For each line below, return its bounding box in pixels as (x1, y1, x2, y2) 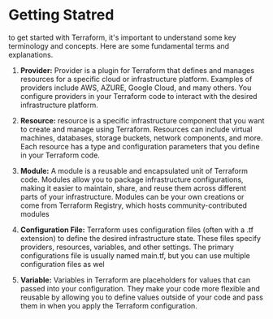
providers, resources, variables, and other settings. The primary (19, 242, 234, 252)
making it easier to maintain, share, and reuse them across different (19, 183, 246, 192)
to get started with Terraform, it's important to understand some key (8, 32, 236, 42)
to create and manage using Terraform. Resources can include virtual (19, 124, 253, 134)
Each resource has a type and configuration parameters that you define (19, 141, 260, 151)
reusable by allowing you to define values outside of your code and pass (19, 292, 264, 302)
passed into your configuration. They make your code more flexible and (19, 283, 260, 293)
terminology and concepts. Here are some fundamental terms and (8, 41, 230, 50)
